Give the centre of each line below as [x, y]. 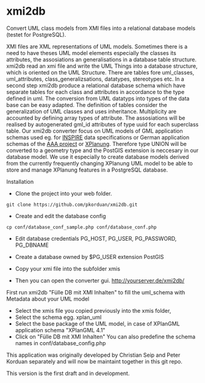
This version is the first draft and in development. [68, 373]
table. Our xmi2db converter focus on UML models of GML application [95, 131]
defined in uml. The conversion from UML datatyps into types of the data [98, 98]
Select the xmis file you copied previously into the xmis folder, [93, 310]
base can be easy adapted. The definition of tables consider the [87, 104]
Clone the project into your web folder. [63, 193]
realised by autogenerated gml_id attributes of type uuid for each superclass [103, 124]
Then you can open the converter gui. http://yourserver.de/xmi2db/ [100, 280]
